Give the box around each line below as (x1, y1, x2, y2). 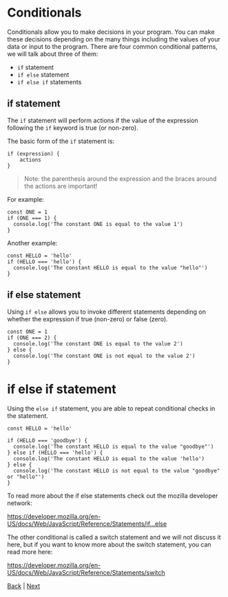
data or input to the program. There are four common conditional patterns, (7, 42, 218, 50)
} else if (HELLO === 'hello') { (7, 449, 103, 456)
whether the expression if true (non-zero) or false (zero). (7, 314, 168, 323)
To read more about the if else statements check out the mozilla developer (7, 491, 218, 500)
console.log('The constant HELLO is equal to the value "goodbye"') (13, 443, 214, 450)
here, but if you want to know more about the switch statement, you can (7, 540, 211, 549)
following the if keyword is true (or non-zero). (7, 123, 139, 132)
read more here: (7, 547, 53, 556)
